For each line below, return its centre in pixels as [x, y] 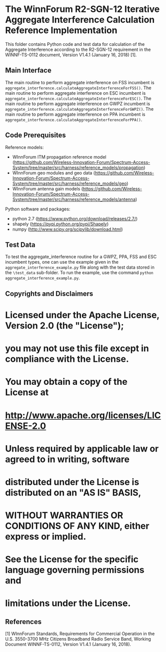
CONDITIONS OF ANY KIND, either [77, 526]
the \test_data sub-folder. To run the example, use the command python [79, 273]
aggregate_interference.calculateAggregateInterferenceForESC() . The [78, 98]
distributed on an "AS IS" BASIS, [73, 492]
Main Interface [28, 71]
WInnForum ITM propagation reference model [59, 157]
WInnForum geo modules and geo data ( [54, 172]
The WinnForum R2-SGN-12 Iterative [83, 9]
